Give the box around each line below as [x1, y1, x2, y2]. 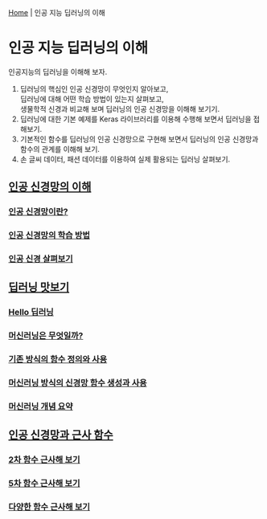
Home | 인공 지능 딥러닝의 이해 [8, 8, 106, 17]
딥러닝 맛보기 [8, 280, 70, 294]
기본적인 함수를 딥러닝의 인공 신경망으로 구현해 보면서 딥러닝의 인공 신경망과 [19, 134, 259, 144]
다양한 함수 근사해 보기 [8, 501, 91, 513]
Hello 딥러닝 [8, 307, 54, 318]
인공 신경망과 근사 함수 [8, 428, 114, 442]
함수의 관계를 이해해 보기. [19, 144, 101, 153]
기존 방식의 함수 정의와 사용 [8, 353, 108, 365]
